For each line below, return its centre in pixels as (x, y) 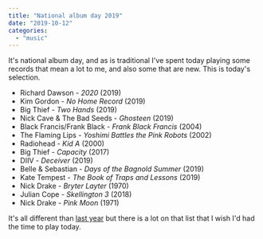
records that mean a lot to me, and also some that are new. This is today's (130, 69)
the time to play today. (45, 227)
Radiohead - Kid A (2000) (62, 143)
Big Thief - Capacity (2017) (65, 152)
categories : (28, 30)
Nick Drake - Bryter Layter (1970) (74, 186)
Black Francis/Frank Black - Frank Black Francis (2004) (111, 127)
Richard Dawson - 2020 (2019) (71, 93)
